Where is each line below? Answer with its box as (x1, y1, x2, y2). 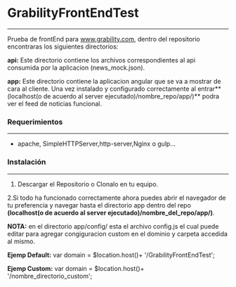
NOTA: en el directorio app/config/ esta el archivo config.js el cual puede (7, 222, 219, 230)
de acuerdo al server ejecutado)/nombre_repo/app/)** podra (43, 91, 220, 100)
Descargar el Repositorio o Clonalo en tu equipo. (17, 179, 159, 188)
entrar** (197, 84, 221, 93)
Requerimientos (7, 117, 63, 127)
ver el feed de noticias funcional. (7, 99, 103, 108)
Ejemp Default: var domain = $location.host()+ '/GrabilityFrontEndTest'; (7, 250, 216, 259)
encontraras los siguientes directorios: (7, 42, 119, 51)
